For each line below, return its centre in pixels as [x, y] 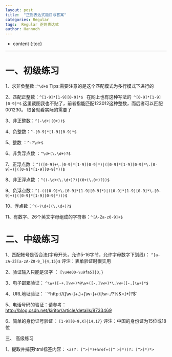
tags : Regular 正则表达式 [32, 24]
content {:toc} [27, 44]
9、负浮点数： [20, 191]
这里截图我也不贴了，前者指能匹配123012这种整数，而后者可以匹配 [93, 104]
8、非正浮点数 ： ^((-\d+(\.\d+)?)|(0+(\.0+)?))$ [58, 180]
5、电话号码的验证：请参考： [36, 305]
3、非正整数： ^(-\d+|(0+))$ [35, 121]
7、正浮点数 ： [21, 164]
